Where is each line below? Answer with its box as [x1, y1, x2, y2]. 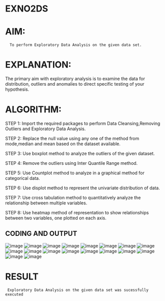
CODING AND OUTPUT [5, 229, 77, 238]
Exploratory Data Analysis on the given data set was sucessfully [7, 287, 149, 292]
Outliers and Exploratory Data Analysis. [5, 126, 86, 132]
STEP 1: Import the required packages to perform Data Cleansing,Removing [5, 121, 160, 126]
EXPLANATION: [5, 59, 71, 71]
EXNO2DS [5, 3, 48, 15]
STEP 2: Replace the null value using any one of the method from [5, 136, 139, 141]
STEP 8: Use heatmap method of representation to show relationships [5, 210, 149, 215]
